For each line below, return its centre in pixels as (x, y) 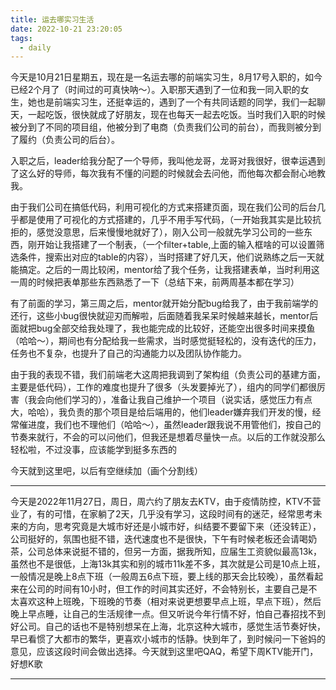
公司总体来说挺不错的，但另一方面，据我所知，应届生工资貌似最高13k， (175, 552)
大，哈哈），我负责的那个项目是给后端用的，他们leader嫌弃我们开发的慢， (161, 412)
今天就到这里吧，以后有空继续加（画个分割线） (106, 471)
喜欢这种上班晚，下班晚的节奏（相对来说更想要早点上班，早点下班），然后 (170, 602)
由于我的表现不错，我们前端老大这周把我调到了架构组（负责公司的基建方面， (168, 375)
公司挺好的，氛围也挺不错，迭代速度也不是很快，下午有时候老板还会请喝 (159, 539)
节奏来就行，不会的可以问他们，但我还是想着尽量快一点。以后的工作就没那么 (168, 437)
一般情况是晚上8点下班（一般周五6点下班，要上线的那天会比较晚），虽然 (158, 577)
